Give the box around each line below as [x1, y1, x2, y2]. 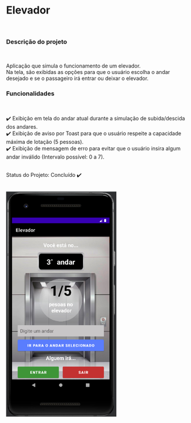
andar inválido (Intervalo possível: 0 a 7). [6, 153, 105, 160]
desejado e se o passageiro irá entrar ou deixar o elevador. [6, 75, 149, 82]
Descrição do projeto [6, 38, 68, 46]
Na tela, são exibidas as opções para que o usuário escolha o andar [6, 69, 170, 76]
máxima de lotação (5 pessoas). [6, 138, 84, 145]
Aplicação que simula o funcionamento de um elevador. [6, 62, 141, 69]
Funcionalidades [6, 89, 55, 98]
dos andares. [6, 123, 38, 130]
